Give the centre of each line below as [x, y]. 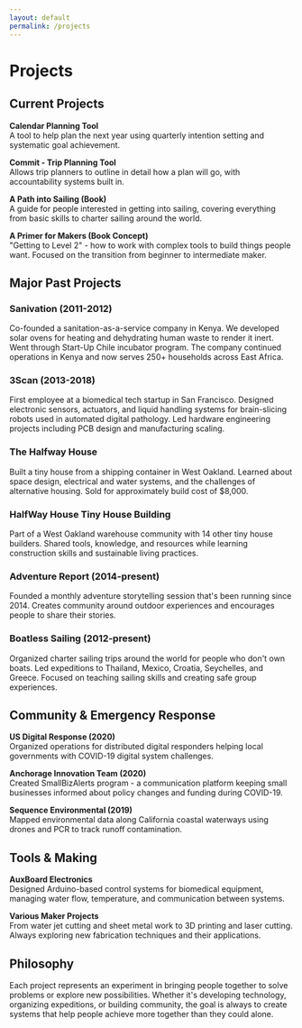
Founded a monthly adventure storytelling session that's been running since [151, 596]
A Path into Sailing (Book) [58, 198]
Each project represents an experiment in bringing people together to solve [149, 986]
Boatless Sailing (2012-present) [80, 638]
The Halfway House [53, 452]
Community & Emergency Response [113, 716]
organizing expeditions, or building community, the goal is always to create [148, 1005]
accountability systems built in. [67, 181]
